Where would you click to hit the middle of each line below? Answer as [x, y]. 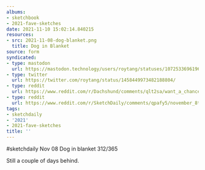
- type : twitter [27, 75]
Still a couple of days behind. [43, 161]
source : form [23, 52]
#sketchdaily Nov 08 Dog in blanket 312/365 [62, 149]
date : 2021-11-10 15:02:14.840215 [50, 29]
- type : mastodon [28, 63]
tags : [13, 109]
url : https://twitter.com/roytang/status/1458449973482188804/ [94, 80]
